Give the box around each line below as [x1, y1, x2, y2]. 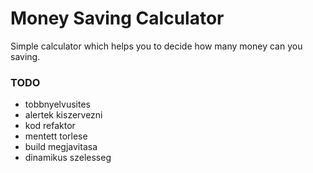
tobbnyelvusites [24, 98, 91, 111]
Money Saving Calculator [10, 7, 225, 30]
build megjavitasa [24, 141, 98, 153]
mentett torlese [24, 130, 88, 142]
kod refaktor [24, 120, 76, 132]
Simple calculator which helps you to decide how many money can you [10, 40, 303, 52]
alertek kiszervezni [24, 109, 103, 121]
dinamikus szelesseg [24, 152, 112, 164]
